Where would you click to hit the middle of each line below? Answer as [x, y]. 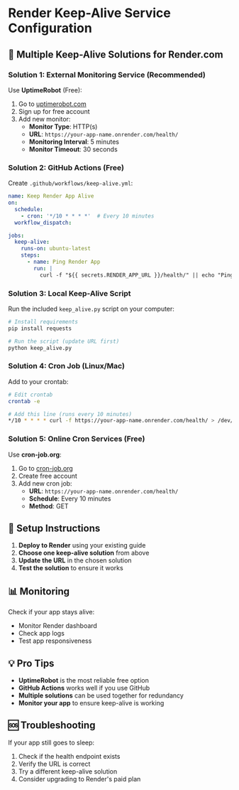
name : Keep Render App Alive [51, 196]
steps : [30, 255]
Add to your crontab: [38, 381]
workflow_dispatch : [43, 223]
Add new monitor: [44, 119]
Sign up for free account [54, 111]
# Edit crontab [30, 395]
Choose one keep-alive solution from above [84, 553]
